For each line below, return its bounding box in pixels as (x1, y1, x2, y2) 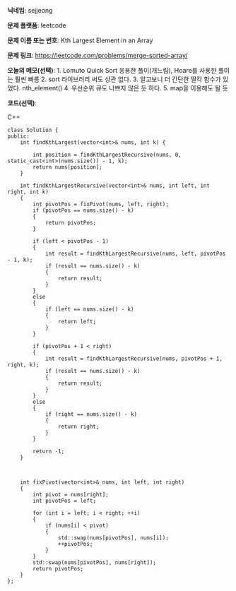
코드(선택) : (7, 99, 37, 107)
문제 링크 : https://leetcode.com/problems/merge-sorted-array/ (7, 52, 189, 59)
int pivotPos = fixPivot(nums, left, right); (33, 201, 170, 208)
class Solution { (7, 126, 59, 133)
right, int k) (7, 189, 49, 196)
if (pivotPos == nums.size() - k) (33, 207, 134, 214)
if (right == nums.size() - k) (45, 411, 138, 418)
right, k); (7, 362, 40, 369)
